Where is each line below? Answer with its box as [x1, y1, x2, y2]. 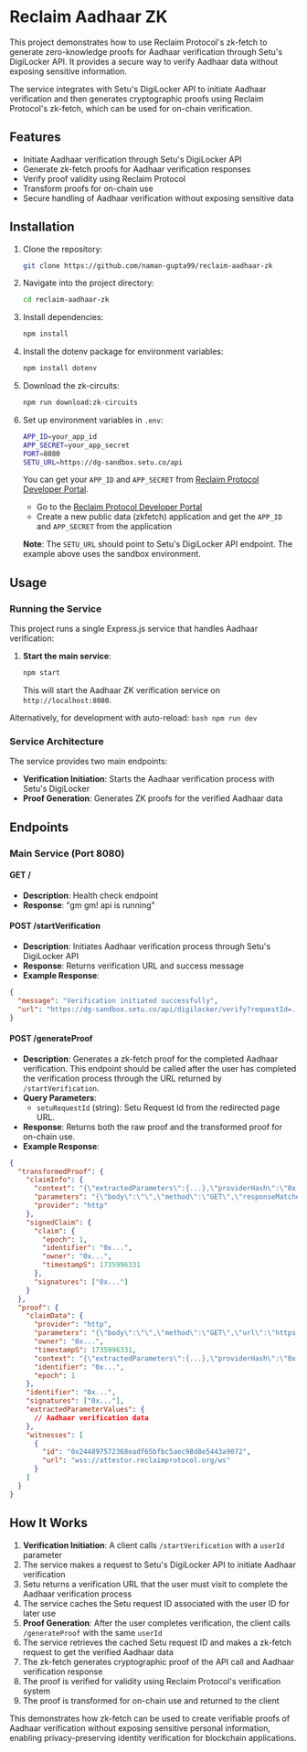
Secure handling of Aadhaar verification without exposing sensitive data [22, 192, 294, 203]
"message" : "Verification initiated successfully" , [17, 996, 219, 1005]
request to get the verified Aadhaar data [22, 1646, 174, 1657]
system [22, 1685, 51, 1696]
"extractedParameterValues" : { [26, 1405, 145, 1415]
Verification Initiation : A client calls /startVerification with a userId [22, 1539, 285, 1551]
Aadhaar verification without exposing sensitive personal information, [9, 1722, 271, 1734]
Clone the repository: [22, 243, 103, 254]
